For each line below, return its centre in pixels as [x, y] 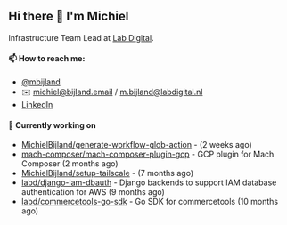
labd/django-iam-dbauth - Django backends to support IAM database [149, 182]
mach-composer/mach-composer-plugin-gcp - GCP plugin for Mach [148, 154]
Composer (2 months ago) [70, 164]
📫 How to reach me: [47, 59]
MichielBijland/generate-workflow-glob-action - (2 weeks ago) [136, 145]
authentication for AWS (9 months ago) [93, 192]
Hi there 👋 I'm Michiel [69, 16]
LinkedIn [37, 105]
